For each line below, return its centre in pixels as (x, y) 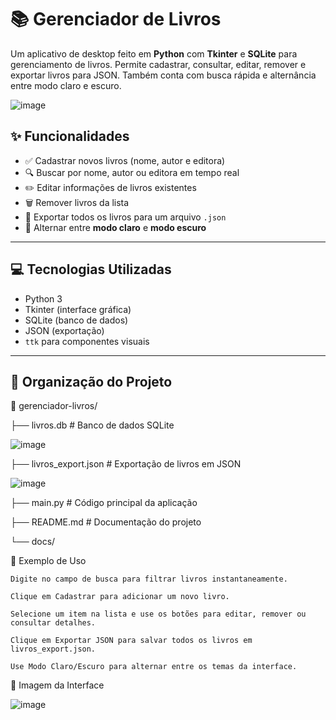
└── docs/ (33, 542)
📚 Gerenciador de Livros (116, 19)
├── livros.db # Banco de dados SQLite (92, 425)
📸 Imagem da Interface (57, 685)
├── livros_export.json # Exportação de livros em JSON (126, 464)
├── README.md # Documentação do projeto (106, 522)
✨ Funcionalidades (70, 136)
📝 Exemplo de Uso (48, 561)
